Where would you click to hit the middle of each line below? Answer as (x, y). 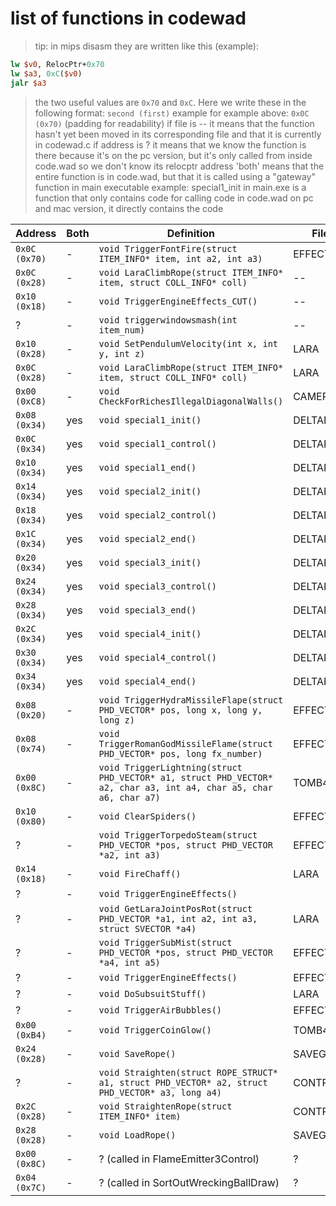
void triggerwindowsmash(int (168, 320)
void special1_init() (150, 420)
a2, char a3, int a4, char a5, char (185, 787)
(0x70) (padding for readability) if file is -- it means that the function (174, 123)
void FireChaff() (140, 873)
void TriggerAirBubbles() (160, 1010)
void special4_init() (150, 633)
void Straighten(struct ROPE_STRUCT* (188, 1072)
